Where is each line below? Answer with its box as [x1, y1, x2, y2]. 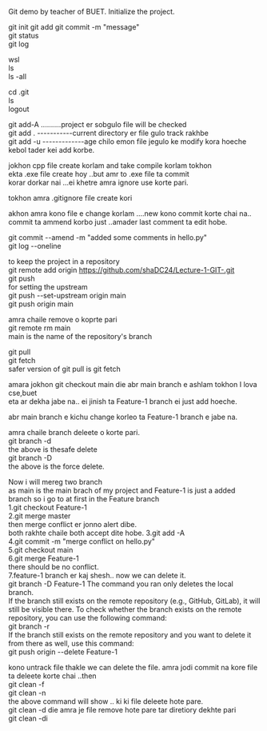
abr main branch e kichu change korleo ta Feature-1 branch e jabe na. [8, 412, 238, 421]
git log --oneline [8, 242, 62, 250]
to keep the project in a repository [8, 257, 120, 266]
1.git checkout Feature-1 [8, 503, 88, 512]
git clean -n [8, 688, 46, 697]
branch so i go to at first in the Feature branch [8, 494, 160, 503]
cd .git [8, 87, 30, 97]
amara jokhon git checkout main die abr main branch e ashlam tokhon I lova [8, 380, 257, 389]
